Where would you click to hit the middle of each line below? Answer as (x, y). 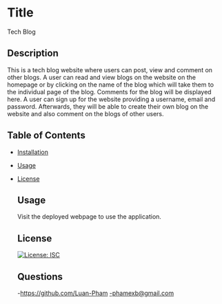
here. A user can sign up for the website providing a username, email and (111, 99)
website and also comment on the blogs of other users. (85, 113)
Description (33, 53)
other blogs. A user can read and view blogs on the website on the (102, 77)
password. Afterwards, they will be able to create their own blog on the (108, 106)
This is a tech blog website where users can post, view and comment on (110, 69)
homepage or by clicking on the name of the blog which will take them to (111, 85)
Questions (40, 276)
